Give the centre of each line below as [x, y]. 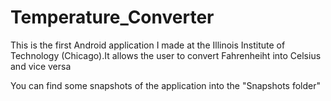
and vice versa [41, 66]
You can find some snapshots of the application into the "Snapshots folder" [166, 85]
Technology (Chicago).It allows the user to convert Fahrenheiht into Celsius [166, 55]
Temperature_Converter [112, 17]
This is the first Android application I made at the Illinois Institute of [148, 45]
